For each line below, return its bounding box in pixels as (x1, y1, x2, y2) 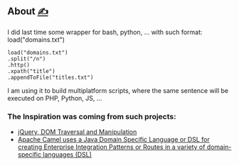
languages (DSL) (42, 150, 92, 159)
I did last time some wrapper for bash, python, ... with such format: (7, 28, 203, 36)
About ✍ (7, 6, 48, 18)
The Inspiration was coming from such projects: (7, 111, 176, 121)
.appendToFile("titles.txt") (7, 74, 94, 81)
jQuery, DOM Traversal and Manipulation (17, 128, 137, 136)
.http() (7, 61, 31, 69)
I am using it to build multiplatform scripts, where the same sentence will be (7, 86, 229, 94)
